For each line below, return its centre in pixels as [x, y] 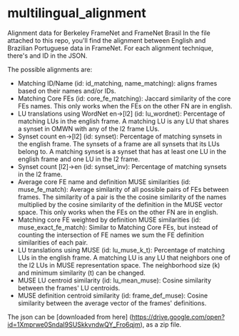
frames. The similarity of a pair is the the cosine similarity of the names [122, 197]
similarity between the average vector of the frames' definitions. [112, 303]
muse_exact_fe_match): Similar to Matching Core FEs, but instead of [118, 227]
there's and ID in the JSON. [47, 56]
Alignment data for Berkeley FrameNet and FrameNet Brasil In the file [109, 33]
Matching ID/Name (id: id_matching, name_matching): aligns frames [117, 83]
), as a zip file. [161, 324]
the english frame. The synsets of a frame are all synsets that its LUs [118, 143]
